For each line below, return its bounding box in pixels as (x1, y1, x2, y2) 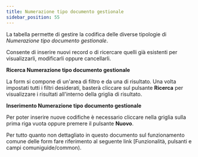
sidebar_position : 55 (6, 14, 60, 20)
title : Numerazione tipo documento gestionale (6, 8, 124, 15)
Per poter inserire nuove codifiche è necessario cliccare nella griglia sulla (6, 114, 187, 121)
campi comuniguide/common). (6, 144, 82, 151)
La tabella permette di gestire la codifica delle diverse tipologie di (6, 30, 167, 37)
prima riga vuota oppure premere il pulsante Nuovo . (6, 120, 134, 127)
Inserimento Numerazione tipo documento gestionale (6, 102, 142, 109)
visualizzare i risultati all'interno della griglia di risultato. (6, 90, 143, 98)
